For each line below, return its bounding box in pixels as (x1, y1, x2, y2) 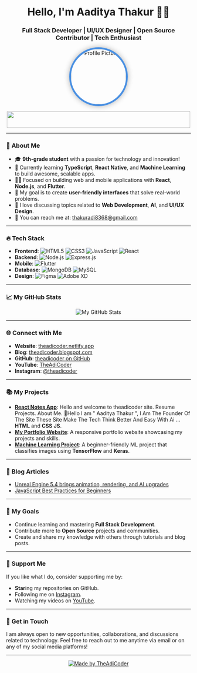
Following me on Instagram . (14, 591, 82, 598)
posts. (14, 539, 30, 546)
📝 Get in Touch (6, 617, 49, 625)
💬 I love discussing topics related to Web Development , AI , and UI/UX (14, 201, 185, 208)
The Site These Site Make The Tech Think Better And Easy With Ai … (14, 416, 181, 423)
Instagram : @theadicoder (14, 367, 77, 374)
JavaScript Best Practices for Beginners (14, 487, 111, 494)
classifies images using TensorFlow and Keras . (14, 447, 130, 454)
